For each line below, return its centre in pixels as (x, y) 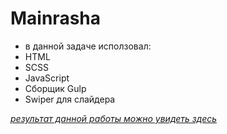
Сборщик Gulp (55, 88)
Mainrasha (56, 18)
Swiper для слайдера (70, 99)
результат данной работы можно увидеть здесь (114, 118)
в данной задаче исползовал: (88, 46)
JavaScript (47, 78)
